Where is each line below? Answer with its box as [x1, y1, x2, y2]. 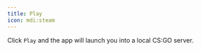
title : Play [7, 10, 42, 17]
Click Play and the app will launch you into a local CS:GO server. [7, 36, 194, 44]
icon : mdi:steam [7, 17, 55, 24]
